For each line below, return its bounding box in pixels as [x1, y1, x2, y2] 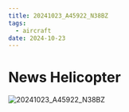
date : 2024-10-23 [8, 34, 66, 42]
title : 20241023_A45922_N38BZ [8, 11, 109, 20]
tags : [8, 19, 26, 27]
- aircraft [15, 26, 52, 34]
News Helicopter [8, 69, 121, 86]
